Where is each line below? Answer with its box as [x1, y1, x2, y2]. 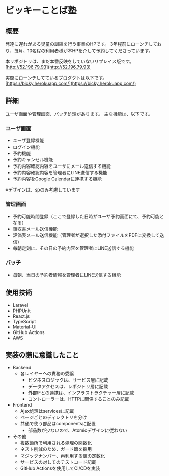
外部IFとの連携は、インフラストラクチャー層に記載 [27, 390, 134, 396]
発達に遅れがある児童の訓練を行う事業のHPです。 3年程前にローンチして [5, 41, 157, 47]
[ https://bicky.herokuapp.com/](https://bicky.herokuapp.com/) [5, 80, 136, 86]
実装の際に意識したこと [5, 350, 79, 359]
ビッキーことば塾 [5, 5, 77, 16]
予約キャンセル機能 [12, 157, 53, 163]
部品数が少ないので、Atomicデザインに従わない [27, 427, 127, 433]
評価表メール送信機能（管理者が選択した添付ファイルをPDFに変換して [12, 232, 160, 239]
